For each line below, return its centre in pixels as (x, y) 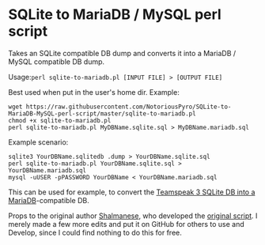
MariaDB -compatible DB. (49, 200)
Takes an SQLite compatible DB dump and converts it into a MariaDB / (122, 53)
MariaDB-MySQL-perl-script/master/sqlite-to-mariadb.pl (102, 113)
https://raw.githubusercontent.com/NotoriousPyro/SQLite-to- (129, 107)
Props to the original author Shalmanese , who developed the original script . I (133, 216)
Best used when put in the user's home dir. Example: (94, 92)
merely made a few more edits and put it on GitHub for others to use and (127, 224)
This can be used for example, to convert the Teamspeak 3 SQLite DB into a (132, 192)
